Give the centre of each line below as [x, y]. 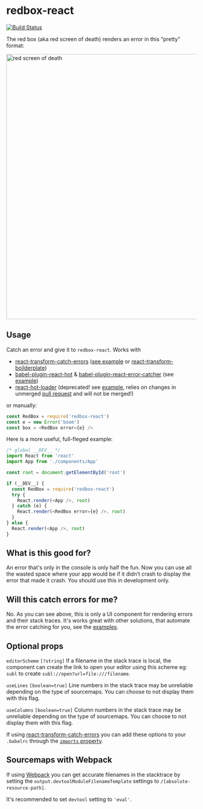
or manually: [22, 405]
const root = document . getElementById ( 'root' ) [66, 473]
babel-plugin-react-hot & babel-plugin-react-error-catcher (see [94, 374]
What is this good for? [49, 553]
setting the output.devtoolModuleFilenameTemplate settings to [83, 781]
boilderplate [30, 368]
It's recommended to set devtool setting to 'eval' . [69, 799]
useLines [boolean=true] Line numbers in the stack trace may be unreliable [100, 685]
